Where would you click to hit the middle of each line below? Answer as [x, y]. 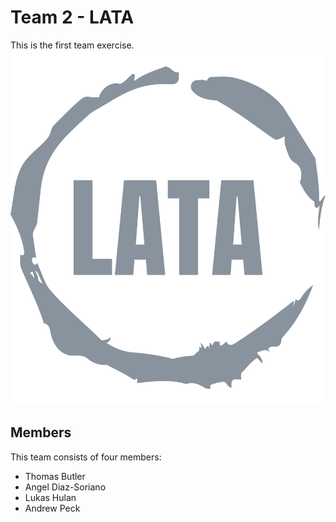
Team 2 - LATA [72, 17]
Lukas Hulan [50, 497]
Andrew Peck [52, 508]
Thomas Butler [55, 476]
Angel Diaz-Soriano [65, 487]
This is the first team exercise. [72, 45]
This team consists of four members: [86, 457]
